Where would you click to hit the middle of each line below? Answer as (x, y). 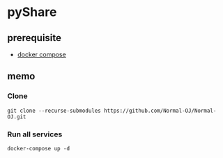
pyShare (32, 12)
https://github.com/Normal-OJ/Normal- (160, 111)
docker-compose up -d (39, 148)
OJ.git (17, 117)
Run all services (35, 134)
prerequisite (34, 38)
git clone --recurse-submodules (54, 111)
